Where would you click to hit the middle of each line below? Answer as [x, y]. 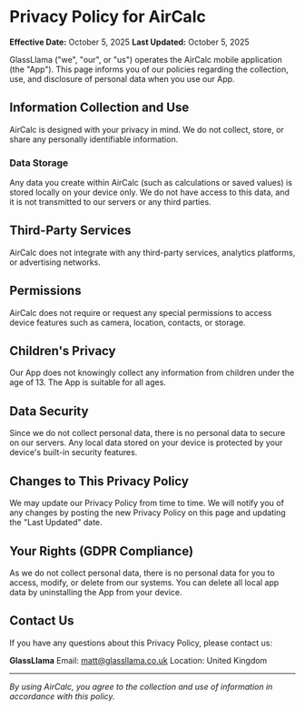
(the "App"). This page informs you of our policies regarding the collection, [149, 69]
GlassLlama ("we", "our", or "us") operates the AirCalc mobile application [146, 59]
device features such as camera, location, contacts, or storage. [128, 322]
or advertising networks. [55, 262]
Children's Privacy [63, 351]
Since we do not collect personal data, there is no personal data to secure [148, 433]
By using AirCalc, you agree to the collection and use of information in [141, 686]
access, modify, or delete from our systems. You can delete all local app [144, 582]
